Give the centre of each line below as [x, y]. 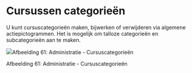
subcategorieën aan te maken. [44, 40]
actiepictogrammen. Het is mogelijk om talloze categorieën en [82, 33]
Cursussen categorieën [66, 11]
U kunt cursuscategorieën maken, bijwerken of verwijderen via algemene [96, 27]
